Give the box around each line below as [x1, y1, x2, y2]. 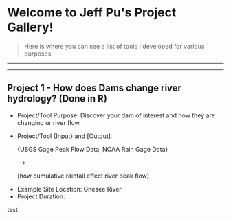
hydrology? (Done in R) [7, 93, 108, 104]
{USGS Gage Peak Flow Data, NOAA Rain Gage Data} [16, 145, 168, 153]
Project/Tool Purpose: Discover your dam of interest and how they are [16, 111, 215, 119]
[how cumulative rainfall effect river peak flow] [16, 172, 150, 180]
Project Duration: [16, 192, 65, 200]
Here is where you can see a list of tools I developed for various [23, 42, 205, 50]
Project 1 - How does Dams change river [7, 82, 182, 94]
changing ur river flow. [16, 118, 81, 126]
